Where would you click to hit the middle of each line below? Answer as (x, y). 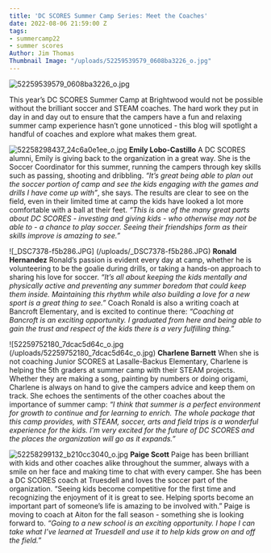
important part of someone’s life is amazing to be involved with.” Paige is (130, 505)
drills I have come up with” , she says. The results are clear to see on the (129, 192)
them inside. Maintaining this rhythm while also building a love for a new (130, 294)
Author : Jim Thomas (42, 53)
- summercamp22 (35, 38)
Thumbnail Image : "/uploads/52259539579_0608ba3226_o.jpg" (110, 61)
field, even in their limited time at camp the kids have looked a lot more (127, 201)
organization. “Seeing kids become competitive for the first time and (123, 488)
